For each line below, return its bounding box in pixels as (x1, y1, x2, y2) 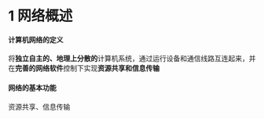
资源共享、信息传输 (8, 102, 71, 111)
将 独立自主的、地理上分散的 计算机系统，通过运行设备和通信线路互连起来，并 (8, 54, 256, 63)
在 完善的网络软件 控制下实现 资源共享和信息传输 (8, 63, 159, 73)
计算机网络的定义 (8, 34, 64, 44)
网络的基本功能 (8, 83, 57, 92)
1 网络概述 (8, 7, 73, 25)
